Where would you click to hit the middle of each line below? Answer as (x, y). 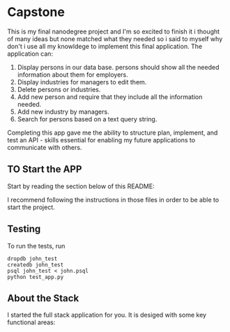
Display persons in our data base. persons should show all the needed (118, 67)
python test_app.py (36, 277)
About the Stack (43, 298)
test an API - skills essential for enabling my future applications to (101, 139)
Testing (24, 229)
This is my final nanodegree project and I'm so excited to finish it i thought (114, 31)
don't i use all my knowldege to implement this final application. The (105, 46)
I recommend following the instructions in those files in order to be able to (113, 199)
